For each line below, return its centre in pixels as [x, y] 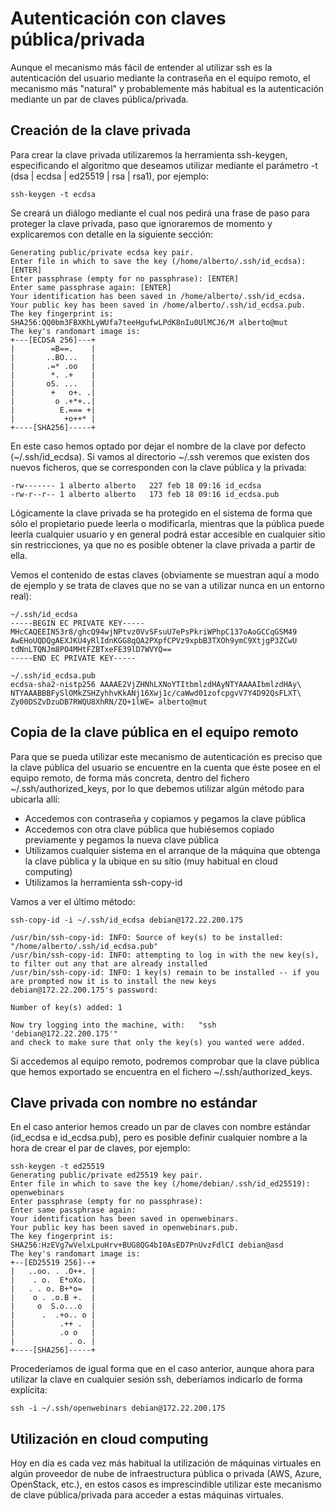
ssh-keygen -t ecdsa [53, 194]
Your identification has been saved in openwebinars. [125, 1219]
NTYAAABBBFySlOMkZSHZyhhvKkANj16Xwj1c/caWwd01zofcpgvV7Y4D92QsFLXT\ [156, 693]
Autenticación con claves [118, 18]
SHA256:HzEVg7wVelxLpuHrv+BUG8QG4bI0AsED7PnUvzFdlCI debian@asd [147, 1245]
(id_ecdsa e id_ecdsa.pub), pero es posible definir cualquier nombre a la [159, 1138]
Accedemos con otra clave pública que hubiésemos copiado [149, 829]
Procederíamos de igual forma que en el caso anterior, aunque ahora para [162, 1369]
